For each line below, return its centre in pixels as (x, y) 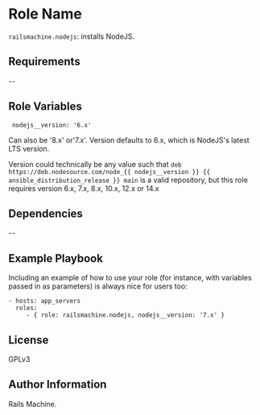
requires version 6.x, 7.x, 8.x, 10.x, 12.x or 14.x (84, 188)
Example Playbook (56, 258)
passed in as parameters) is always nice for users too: (98, 286)
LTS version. (29, 148)
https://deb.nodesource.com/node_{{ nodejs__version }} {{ (109, 172)
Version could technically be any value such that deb (95, 164)
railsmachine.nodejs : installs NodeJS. (72, 36)
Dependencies (45, 213)
